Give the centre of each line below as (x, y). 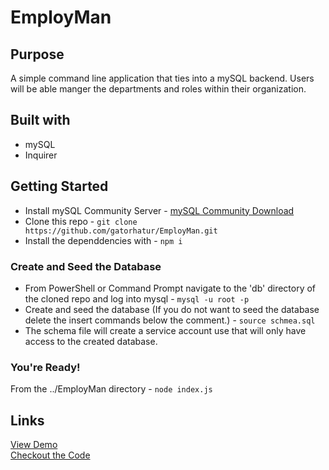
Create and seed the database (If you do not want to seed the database (172, 309)
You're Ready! (45, 367)
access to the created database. (91, 341)
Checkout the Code (50, 455)
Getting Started (59, 186)
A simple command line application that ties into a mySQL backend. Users (162, 78)
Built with (40, 120)
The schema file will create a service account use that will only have (165, 330)
